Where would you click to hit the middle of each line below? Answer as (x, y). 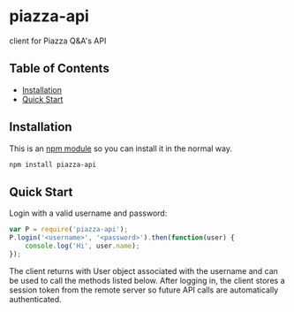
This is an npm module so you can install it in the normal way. (121, 148)
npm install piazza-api (53, 164)
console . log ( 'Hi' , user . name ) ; (83, 246)
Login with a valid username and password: (88, 213)
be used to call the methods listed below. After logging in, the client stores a (147, 280)
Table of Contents (60, 68)
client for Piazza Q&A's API (58, 41)
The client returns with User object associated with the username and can (143, 270)
